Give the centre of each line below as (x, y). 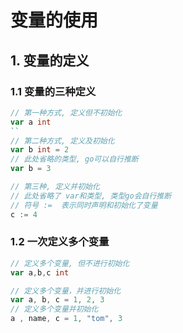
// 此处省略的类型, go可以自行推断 (74, 159)
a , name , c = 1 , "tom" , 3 (66, 319)
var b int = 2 (40, 150)
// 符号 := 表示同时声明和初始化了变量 (84, 205)
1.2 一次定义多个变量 (60, 242)
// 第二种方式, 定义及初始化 (62, 141)
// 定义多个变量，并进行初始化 (66, 291)
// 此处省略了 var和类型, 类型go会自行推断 (91, 196)
